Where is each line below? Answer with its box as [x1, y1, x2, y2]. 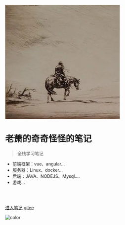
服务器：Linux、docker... [12, 167, 63, 173]
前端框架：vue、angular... [12, 161, 65, 167]
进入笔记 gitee [5, 204, 34, 210]
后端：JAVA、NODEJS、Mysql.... [12, 173, 80, 179]
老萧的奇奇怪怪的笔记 [5, 133, 92, 145]
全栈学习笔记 [17, 150, 43, 156]
